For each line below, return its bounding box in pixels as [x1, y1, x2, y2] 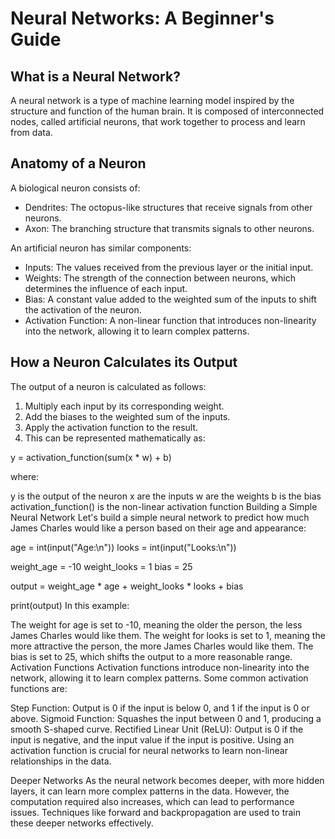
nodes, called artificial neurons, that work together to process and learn [10, 116, 306, 127]
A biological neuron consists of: [10, 182, 141, 194]
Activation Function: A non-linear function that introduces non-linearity [24, 314, 317, 326]
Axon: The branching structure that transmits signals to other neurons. [24, 222, 315, 234]
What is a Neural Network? [10, 68, 181, 85]
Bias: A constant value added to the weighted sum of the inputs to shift [24, 293, 317, 305]
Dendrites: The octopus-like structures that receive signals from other [24, 201, 313, 213]
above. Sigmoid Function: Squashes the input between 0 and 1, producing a [10, 712, 322, 724]
